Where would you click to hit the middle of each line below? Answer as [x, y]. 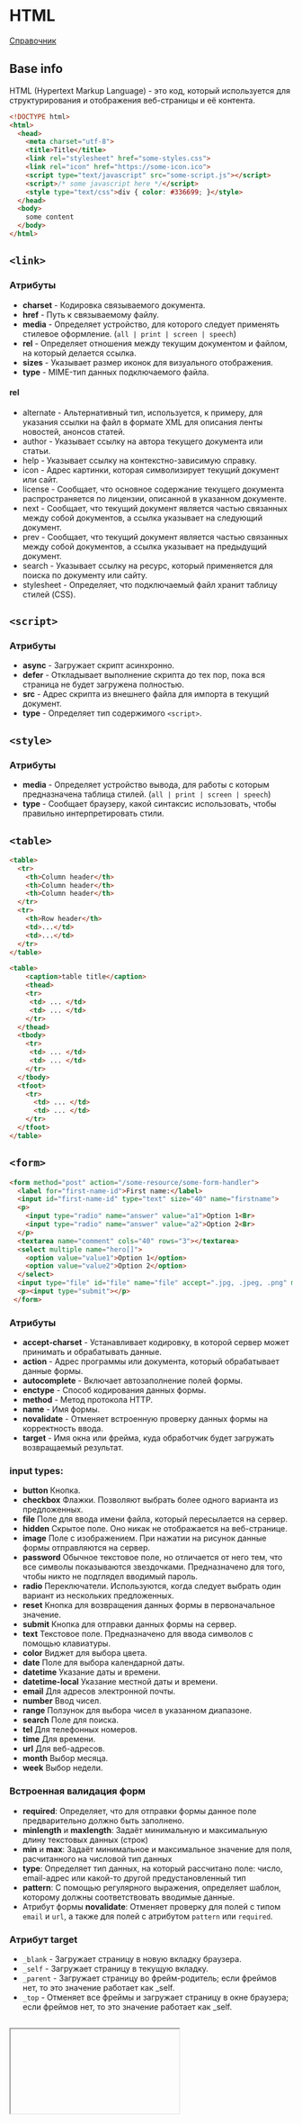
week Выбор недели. [62, 1768]
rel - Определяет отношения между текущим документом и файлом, [155, 343]
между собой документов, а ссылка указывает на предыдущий [145, 547]
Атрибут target [44, 1939]
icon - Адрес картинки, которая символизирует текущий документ [151, 470]
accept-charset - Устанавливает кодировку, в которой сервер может [155, 1342]
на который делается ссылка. [79, 353]
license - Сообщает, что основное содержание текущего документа [153, 489]
